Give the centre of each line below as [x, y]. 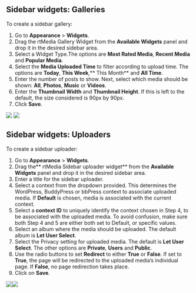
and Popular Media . [39, 60]
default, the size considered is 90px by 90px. [69, 98]
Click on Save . [32, 272]
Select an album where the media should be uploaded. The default [95, 229]
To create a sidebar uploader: [42, 149]
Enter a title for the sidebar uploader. [59, 179]
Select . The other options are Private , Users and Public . [83, 248]
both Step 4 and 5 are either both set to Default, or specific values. [95, 222]
